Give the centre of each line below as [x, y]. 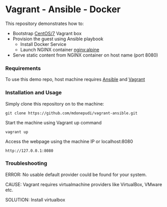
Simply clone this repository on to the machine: [55, 103]
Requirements [23, 68]
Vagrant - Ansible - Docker [63, 9]
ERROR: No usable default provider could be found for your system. [76, 174]
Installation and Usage [34, 93]
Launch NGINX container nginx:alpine [60, 49]
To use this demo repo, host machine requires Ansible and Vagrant [75, 80]
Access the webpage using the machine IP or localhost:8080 [69, 141]
